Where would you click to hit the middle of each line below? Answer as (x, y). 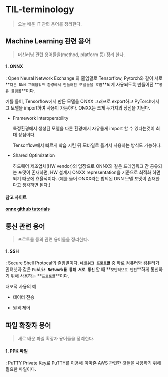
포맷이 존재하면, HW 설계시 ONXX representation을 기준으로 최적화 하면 (89, 172)
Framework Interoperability (40, 118)
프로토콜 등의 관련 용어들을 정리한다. (53, 239)
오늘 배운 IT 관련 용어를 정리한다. (50, 24)
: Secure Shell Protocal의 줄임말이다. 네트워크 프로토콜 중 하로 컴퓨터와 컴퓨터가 (82, 263)
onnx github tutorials (28, 209)
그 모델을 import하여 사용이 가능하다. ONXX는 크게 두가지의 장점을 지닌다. (78, 107)
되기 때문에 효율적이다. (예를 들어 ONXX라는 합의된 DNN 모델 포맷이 (79, 178)
